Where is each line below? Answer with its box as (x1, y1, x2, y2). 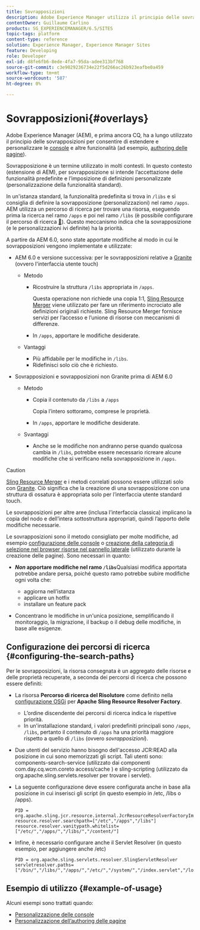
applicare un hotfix (23, 594, 70, 601)
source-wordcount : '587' (6, 75, 68, 81)
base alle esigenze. (14, 624, 62, 632)
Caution (6, 466, 26, 473)
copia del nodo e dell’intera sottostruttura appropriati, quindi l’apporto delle (6, 515, 190, 522)
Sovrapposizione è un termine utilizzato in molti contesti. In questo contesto (6, 162, 192, 169)
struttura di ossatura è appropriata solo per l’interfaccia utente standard (6, 491, 182, 498)
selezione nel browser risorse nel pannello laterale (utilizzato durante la (6, 546, 181, 553)
